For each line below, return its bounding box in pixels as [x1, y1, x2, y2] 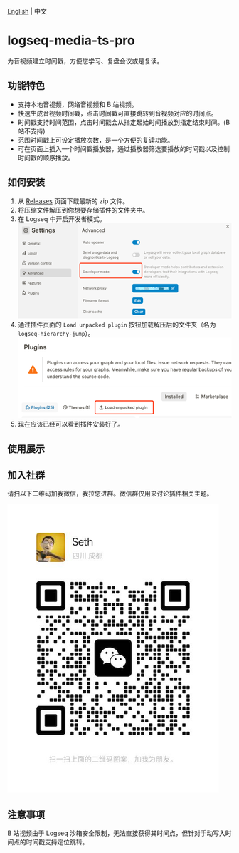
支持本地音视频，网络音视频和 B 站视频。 [17, 100, 138, 108]
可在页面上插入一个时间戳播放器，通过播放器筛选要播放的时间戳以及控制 [17, 144, 230, 153]
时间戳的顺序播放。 [17, 153, 75, 162]
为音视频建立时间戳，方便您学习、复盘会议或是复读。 [7, 56, 164, 65]
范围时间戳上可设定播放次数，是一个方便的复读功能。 [17, 136, 174, 144]
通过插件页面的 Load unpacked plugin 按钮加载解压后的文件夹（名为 [17, 320, 216, 329]
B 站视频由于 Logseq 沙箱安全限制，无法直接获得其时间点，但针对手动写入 [7, 829, 225, 837]
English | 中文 [7, 7, 48, 15]
